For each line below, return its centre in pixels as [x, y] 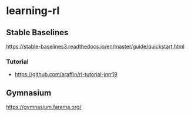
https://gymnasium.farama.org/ [44, 107]
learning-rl [33, 11]
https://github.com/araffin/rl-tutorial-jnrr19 [66, 74]
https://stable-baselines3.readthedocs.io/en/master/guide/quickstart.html [95, 46]
